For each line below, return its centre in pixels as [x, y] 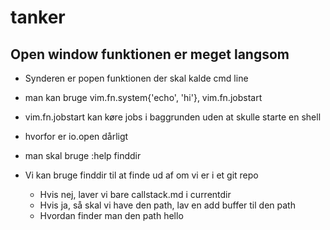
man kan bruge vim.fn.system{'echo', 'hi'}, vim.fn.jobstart [143, 97]
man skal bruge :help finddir [83, 155]
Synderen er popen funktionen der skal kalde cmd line [136, 78]
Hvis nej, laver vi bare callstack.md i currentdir [135, 194]
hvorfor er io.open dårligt [76, 136]
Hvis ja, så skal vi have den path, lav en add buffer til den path [167, 205]
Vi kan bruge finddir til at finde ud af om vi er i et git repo [141, 175]
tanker [38, 17]
